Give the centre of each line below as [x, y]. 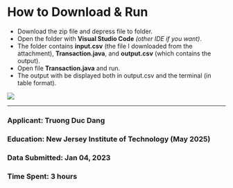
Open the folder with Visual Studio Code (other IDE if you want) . [110, 38]
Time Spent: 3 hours [42, 176]
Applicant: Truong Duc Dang [56, 120]
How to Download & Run [78, 12]
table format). [37, 83]
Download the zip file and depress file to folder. [85, 31]
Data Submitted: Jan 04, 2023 [59, 157]
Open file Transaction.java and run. [69, 68]
